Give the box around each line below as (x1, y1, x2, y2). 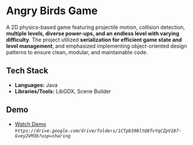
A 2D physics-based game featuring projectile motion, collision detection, (6, 24, 185, 31)
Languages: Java (14, 81, 58, 88)
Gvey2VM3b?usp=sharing (14, 133, 71, 139)
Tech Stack (6, 66, 48, 76)
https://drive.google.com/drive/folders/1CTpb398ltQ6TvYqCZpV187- (14, 128, 182, 134)
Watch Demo (14, 120, 47, 127)
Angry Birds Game (6, 4, 98, 18)
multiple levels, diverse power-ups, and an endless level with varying (6, 29, 180, 37)
